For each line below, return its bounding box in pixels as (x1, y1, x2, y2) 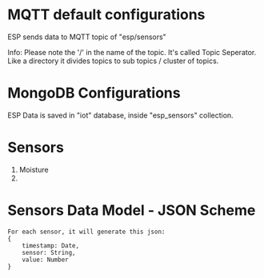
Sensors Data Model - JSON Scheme (7, 201, 256, 219)
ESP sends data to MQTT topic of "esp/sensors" (7, 32, 167, 42)
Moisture (18, 165, 49, 174)
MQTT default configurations (7, 6, 206, 24)
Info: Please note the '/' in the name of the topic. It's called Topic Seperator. (7, 47, 257, 57)
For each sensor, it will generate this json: (7, 228, 166, 236)
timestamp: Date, (22, 241, 80, 249)
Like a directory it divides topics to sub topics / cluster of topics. (7, 56, 219, 66)
